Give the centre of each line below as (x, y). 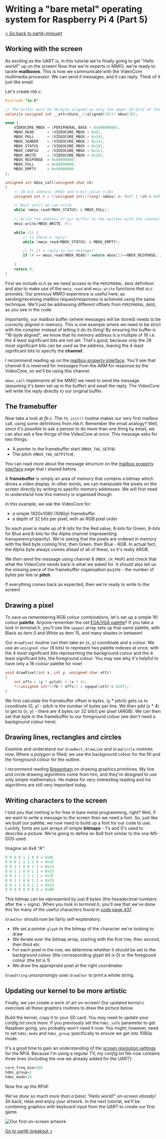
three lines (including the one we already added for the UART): (69, 1059)
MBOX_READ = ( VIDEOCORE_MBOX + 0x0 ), (58, 132)
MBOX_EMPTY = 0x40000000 (44, 169)
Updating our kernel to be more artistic (66, 991)
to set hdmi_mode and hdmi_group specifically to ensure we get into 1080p (79, 1034)
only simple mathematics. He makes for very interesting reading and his (78, 780)
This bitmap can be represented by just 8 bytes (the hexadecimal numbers (81, 899)
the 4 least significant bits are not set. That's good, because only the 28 (78, 340)
